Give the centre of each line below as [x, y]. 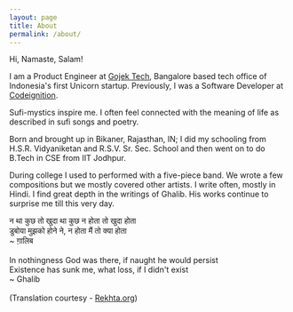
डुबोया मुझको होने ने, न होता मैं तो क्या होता [68, 231]
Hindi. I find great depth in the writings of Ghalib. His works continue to [139, 194]
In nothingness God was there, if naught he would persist [114, 260]
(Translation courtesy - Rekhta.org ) [73, 298]
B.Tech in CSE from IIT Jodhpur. [68, 158]
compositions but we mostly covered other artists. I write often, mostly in [143, 185]
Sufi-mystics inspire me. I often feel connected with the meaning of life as [144, 113]
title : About [33, 26]
